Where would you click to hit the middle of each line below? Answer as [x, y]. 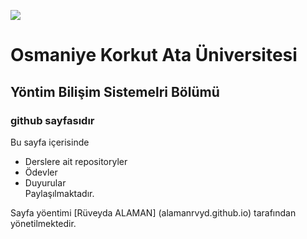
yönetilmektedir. [43, 223]
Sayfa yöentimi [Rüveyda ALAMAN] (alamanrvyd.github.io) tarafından [153, 212]
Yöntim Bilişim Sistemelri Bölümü [115, 91]
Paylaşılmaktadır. [59, 193]
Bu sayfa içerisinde [50, 142]
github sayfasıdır [52, 120]
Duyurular [45, 182]
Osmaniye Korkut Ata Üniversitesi [154, 55]
